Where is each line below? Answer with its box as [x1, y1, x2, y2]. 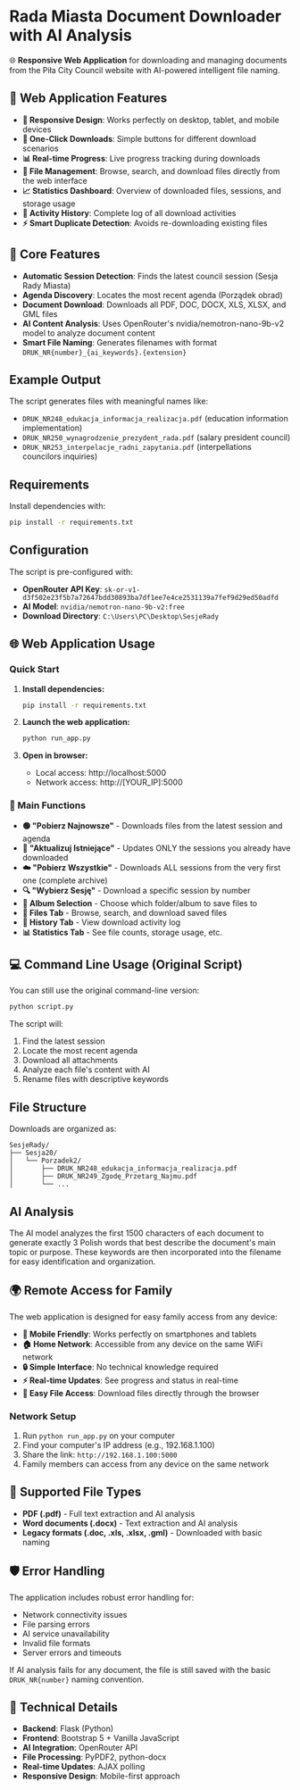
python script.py [9, 1003, 74, 1012]
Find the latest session [21, 1036, 105, 1046]
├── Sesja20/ [9, 1149, 58, 1158]
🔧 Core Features [9, 247, 101, 262]
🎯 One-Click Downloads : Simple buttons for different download [21, 133, 256, 144]
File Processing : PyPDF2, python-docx [21, 1752, 167, 1762]
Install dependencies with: [9, 501, 106, 512]
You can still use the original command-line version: [9, 985, 200, 996]
